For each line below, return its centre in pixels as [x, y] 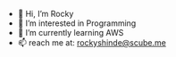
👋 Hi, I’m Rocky [46, 14]
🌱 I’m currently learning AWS [71, 33]
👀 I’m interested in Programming [77, 23]
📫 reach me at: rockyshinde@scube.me [92, 43]
